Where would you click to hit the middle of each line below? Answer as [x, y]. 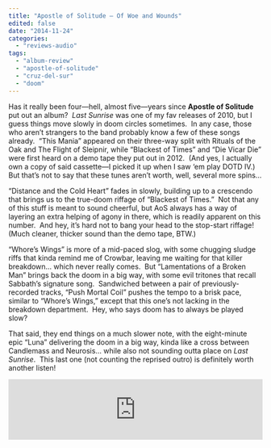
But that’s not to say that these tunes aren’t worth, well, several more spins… [135, 175]
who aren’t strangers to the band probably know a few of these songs [124, 132]
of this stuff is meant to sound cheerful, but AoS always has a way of [123, 207]
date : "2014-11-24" [41, 31]
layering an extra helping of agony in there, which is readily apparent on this [135, 216]
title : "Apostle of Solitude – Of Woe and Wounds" [95, 16]
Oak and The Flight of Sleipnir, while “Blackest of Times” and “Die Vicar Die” [135, 149]
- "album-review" [45, 61]
